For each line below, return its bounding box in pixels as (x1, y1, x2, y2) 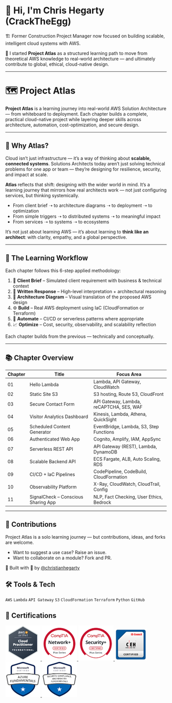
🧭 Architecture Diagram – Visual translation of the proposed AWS (12, 294, 152, 300)
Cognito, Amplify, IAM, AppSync (93, 436, 161, 442)
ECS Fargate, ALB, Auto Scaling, (93, 455, 161, 462)
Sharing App (30, 499, 56, 505)
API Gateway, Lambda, (93, 398, 141, 405)
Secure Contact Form (30, 401, 75, 407)
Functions (93, 429, 114, 435)
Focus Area (116, 371, 142, 377)
